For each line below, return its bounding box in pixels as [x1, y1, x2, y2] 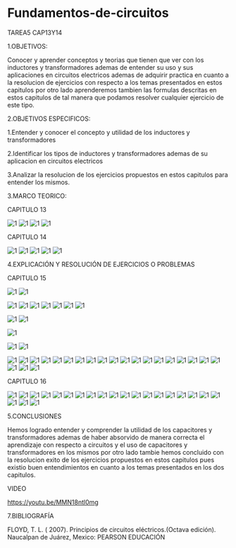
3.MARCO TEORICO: [7, 191, 67, 200]
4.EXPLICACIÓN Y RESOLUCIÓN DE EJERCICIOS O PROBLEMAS [7, 260, 195, 268]
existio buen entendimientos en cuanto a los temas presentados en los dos [7, 463, 225, 471]
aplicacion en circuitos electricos [7, 157, 104, 165]
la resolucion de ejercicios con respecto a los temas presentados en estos [7, 78, 223, 86]
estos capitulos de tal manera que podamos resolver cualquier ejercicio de [7, 93, 224, 102]
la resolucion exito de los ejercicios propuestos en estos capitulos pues [7, 455, 215, 464]
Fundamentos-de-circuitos [7, 5, 169, 21]
